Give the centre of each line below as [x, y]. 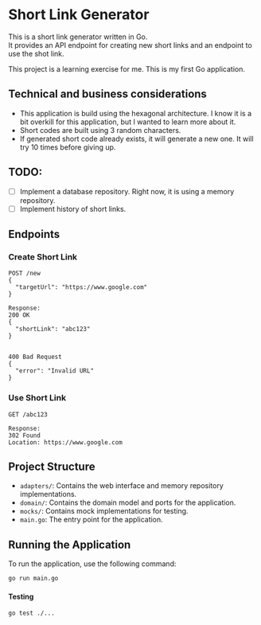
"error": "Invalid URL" [55, 371]
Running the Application [70, 544]
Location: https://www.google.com [66, 442]
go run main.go [33, 579]
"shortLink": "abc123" [53, 329]
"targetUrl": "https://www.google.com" [82, 287]
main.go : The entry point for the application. [91, 520]
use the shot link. [37, 53]
